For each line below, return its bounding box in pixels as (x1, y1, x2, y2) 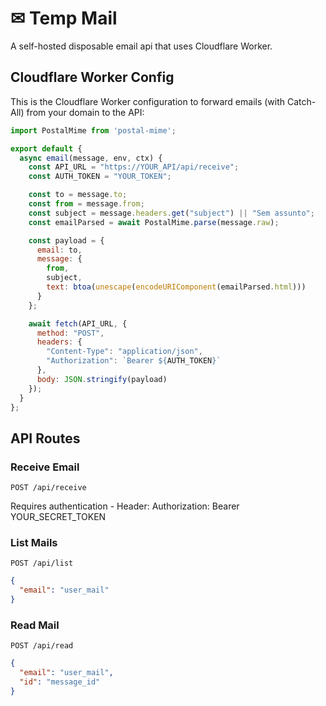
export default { (10, 143, 83, 154)
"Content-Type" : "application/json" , (46, 347, 203, 357)
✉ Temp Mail (10, 7, 118, 30)
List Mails (10, 535, 58, 549)
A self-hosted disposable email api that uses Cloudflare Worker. (10, 40, 273, 52)
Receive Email (10, 460, 80, 474)
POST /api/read (10, 641, 74, 651)
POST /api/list (10, 558, 74, 569)
